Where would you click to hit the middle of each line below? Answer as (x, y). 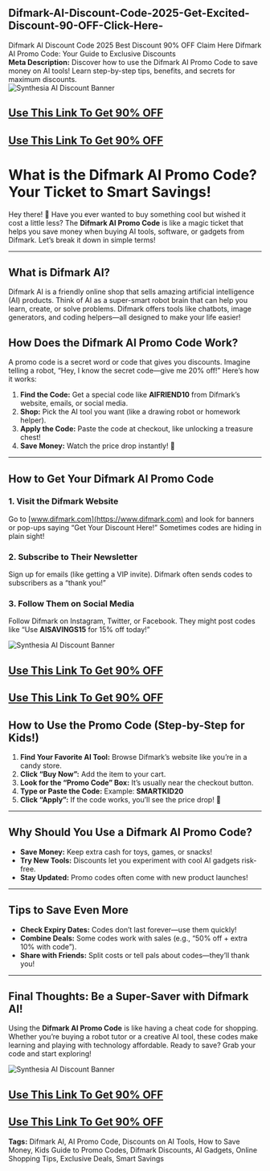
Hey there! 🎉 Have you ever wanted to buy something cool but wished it (127, 214)
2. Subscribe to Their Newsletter (73, 557)
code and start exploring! (50, 1054)
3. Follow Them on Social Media (72, 604)
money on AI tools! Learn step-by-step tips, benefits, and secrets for (122, 71)
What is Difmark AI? (59, 272)
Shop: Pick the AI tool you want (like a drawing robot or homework (130, 412)
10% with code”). (48, 946)
